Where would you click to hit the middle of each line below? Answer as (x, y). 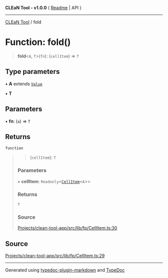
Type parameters (32, 72)
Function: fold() (38, 42)
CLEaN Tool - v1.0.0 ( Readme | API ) (43, 8)
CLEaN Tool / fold (23, 22)
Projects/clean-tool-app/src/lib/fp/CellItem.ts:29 (55, 256)
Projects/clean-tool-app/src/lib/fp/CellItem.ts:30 (67, 228)
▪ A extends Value (24, 84)
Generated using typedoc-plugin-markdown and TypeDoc (65, 270)
